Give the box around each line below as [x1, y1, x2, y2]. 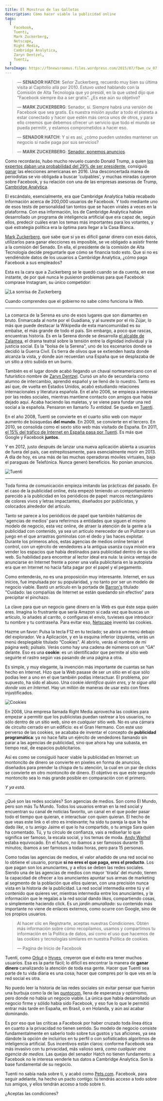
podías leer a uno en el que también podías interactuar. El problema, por [5, 674, 149, 680]
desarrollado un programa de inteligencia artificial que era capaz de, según [5, 214, 155, 220]
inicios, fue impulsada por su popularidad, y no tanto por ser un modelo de [5, 579, 154, 585]
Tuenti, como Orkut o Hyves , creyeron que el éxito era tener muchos [5, 955, 142, 961]
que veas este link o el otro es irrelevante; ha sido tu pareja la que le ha [5, 819, 147, 824]
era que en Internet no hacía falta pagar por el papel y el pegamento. [5, 564, 143, 570]
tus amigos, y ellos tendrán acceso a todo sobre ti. [5, 1081, 106, 1087]
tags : [5, 16, 16, 21]
